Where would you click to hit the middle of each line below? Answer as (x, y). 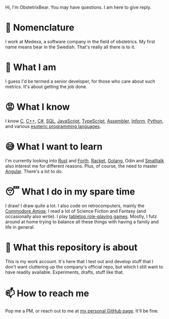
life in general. (20, 227)
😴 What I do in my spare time (70, 192)
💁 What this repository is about (71, 247)
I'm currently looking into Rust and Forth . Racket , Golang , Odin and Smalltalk (85, 160)
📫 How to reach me (47, 293)
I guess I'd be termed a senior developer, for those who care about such (80, 81)
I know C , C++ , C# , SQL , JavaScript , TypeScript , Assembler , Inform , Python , (84, 121)
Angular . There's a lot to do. (34, 171)
